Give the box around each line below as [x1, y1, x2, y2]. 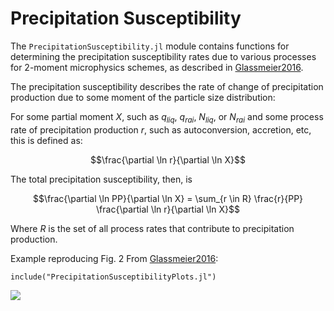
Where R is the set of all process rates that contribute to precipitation [10, 222, 295, 234]
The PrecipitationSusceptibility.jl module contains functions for [10, 40, 290, 52]
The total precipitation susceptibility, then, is [10, 173, 193, 185]
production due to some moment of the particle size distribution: [10, 91, 276, 103]
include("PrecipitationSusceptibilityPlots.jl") [10, 272, 217, 282]
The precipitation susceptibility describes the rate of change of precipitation [10, 80, 324, 92]
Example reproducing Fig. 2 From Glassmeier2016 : [10, 252, 219, 264]
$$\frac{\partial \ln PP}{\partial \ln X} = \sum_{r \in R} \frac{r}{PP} [32, 192, 304, 204]
